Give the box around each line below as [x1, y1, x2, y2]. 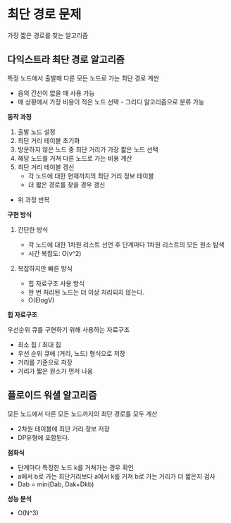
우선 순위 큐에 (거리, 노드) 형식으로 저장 [17, 349, 125, 357]
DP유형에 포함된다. [17, 433, 70, 441]
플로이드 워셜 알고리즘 [7, 389, 97, 402]
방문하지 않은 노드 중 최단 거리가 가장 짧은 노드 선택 [17, 145, 158, 154]
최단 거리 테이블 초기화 [17, 136, 80, 144]
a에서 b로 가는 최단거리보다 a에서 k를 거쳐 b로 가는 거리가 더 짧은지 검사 [17, 472, 216, 480]
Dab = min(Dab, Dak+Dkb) [17, 480, 94, 488]
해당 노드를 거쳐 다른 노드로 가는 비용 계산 [17, 154, 132, 162]
